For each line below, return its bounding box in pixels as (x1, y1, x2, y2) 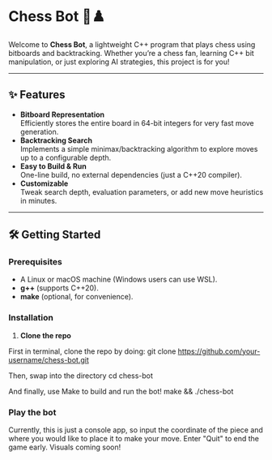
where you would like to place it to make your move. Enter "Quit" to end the (8, 434, 260, 444)
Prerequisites (8, 256, 62, 268)
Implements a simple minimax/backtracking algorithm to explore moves (19, 144, 258, 153)
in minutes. (19, 196, 57, 205)
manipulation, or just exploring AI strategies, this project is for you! (8, 57, 230, 67)
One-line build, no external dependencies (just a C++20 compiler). (19, 170, 243, 179)
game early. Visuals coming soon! (8, 442, 121, 452)
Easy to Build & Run (19, 161, 87, 171)
